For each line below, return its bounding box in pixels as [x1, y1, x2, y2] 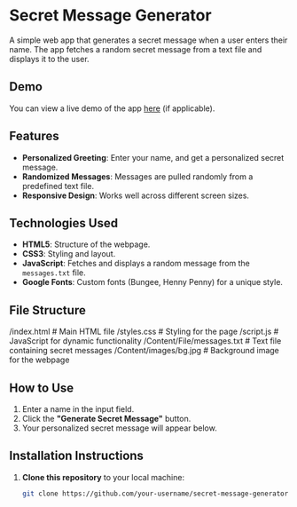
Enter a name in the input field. [21, 404, 135, 414]
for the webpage [9, 354, 70, 365]
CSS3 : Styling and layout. [21, 249, 116, 259]
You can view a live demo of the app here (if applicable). [9, 103, 215, 114]
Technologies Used [9, 215, 118, 231]
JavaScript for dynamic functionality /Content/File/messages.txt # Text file [9, 336, 282, 346]
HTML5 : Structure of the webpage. [21, 239, 151, 250]
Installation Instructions [9, 448, 145, 463]
